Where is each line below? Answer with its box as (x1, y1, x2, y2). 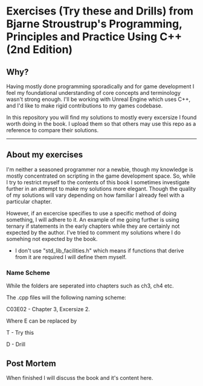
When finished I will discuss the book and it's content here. (6, 374, 153, 381)
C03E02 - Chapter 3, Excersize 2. (6, 306, 91, 313)
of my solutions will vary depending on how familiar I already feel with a (6, 191, 185, 199)
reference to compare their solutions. (6, 127, 98, 133)
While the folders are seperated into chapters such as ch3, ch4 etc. (6, 282, 174, 289)
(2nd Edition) (6, 43, 73, 57)
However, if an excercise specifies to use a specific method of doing (6, 210, 177, 217)
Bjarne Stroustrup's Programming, (6, 17, 182, 31)
